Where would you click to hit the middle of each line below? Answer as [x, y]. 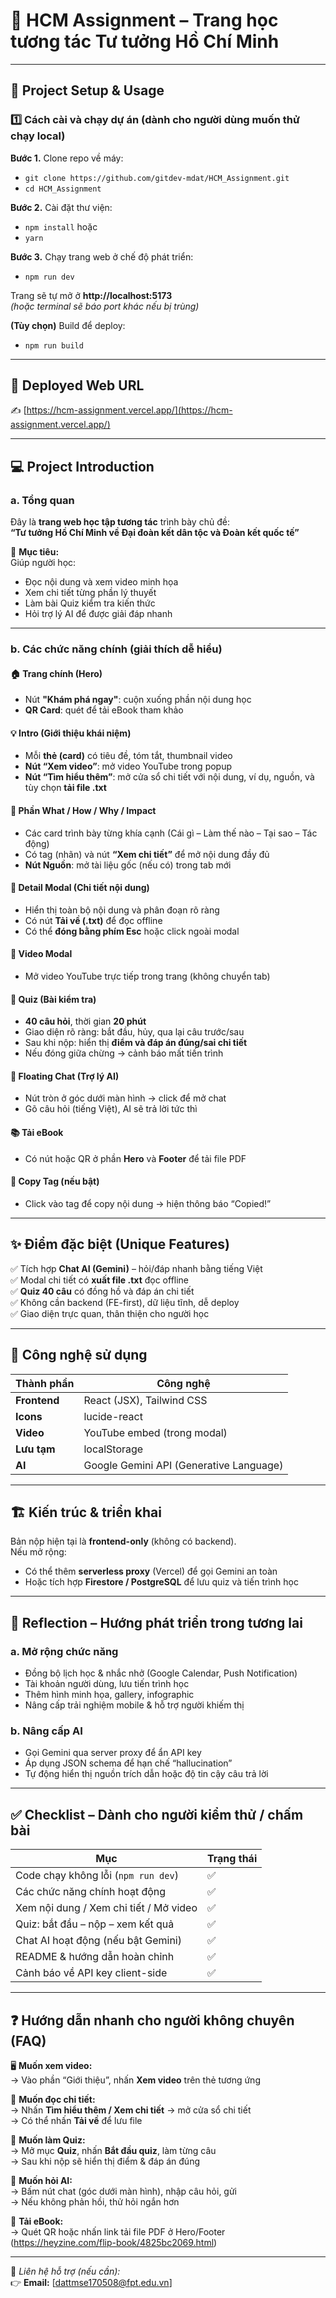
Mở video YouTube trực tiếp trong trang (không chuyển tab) [147, 976]
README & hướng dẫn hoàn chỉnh [95, 1957]
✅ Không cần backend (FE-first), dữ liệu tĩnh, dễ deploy [125, 1302]
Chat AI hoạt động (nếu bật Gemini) [98, 1941]
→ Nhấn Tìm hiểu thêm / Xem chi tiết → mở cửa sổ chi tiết [131, 2110]
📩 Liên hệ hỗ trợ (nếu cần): [65, 2271]
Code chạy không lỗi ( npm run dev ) [97, 1876]
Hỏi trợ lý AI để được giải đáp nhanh [98, 614]
